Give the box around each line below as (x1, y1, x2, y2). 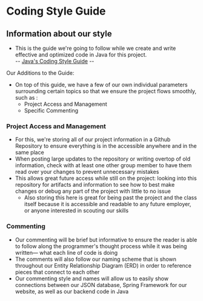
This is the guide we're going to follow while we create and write (15, 44, 176, 52)
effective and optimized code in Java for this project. (15, 51, 147, 58)
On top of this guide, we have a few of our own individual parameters (15, 81, 188, 88)
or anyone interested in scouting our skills (24, 207, 129, 214)
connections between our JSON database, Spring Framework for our (15, 281, 187, 288)
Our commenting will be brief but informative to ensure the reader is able (15, 236, 198, 243)
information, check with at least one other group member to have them (15, 162, 192, 169)
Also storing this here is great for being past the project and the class (24, 194, 197, 201)
